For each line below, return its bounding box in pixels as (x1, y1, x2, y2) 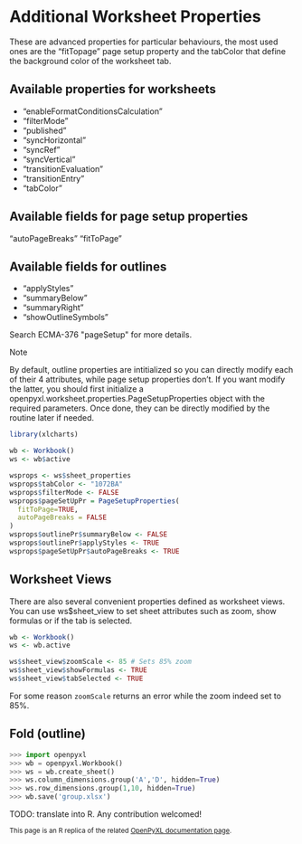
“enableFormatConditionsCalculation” (22, 106, 163, 117)
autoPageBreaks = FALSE (17, 513, 107, 522)
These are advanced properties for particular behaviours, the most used (9, 36, 278, 47)
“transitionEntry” (22, 173, 85, 184)
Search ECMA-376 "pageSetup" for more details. (9, 329, 193, 340)
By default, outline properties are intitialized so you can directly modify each (9, 365, 294, 375)
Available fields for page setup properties (9, 209, 249, 224)
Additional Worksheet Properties (9, 6, 261, 27)
